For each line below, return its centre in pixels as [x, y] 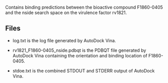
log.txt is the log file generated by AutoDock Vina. [64, 40]
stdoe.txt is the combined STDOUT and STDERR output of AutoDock [83, 70]
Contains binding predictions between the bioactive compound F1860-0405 [84, 7]
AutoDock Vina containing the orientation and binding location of [80, 55]
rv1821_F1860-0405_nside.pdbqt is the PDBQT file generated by [79, 50]
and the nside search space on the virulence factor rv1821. [66, 13]
